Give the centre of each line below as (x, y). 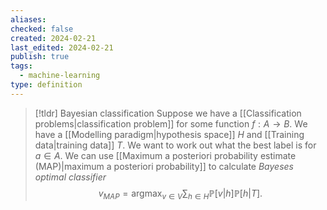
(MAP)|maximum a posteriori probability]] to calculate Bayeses (164, 166)
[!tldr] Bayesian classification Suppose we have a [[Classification (168, 113)
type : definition (46, 85)
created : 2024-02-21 (53, 38)
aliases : (28, 19)
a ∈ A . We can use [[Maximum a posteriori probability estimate (165, 155)
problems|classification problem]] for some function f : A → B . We (171, 123)
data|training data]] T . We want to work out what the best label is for (175, 145)
